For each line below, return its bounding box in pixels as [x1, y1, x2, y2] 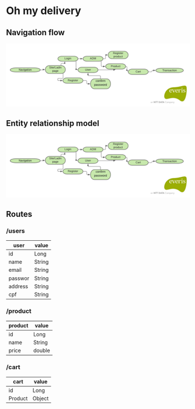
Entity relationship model [6, 118, 99, 128]
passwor [8, 274, 30, 282]
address [8, 282, 28, 289]
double [33, 347, 51, 354]
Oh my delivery [6, 4, 82, 18]
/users [6, 227, 25, 235]
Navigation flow [6, 28, 65, 38]
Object [32, 394, 49, 402]
